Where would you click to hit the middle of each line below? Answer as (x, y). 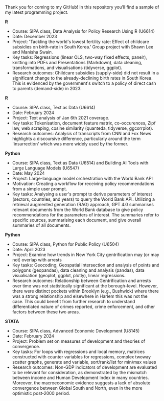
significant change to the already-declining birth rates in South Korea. (82, 78)
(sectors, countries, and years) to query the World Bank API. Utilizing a (83, 199)
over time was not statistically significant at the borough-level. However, (85, 286)
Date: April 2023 (29, 249)
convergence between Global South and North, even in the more (77, 388)
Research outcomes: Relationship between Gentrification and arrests (82, 281)
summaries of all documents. (41, 225)
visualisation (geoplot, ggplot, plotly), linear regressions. (69, 275)
